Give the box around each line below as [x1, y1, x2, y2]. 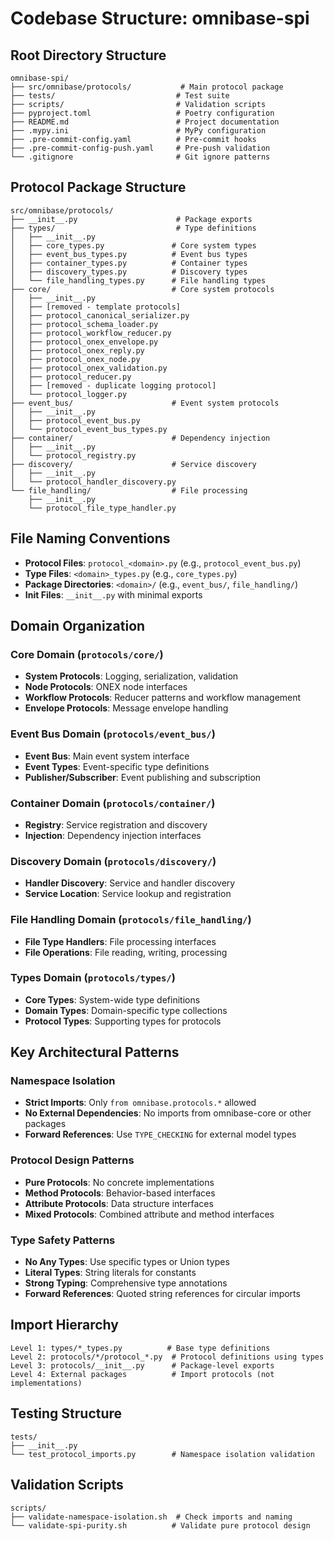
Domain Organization [10, 618, 146, 635]
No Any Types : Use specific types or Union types [24, 1256, 230, 1268]
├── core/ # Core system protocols [10, 284, 275, 294]
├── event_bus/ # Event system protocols [10, 398, 280, 408]
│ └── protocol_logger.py [10, 389, 128, 399]
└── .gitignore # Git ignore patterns [10, 152, 271, 162]
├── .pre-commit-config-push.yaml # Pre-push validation [10, 143, 271, 153]
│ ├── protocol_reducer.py [10, 372, 132, 382]
